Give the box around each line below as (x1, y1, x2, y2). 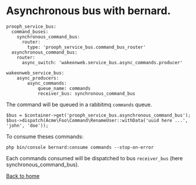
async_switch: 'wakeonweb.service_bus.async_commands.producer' (21, 60, 183, 65)
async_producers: (16, 75, 59, 81)
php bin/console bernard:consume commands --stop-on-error (6, 144, 154, 150)
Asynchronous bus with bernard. (6, 4, 171, 18)
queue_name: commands (37, 85, 91, 91)
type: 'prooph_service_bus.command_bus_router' (27, 44, 146, 50)
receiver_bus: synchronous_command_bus (37, 90, 135, 97)
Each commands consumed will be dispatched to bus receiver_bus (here (6, 154, 183, 161)
